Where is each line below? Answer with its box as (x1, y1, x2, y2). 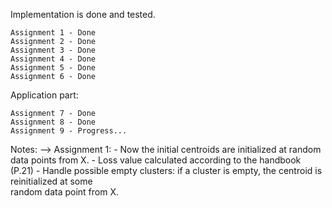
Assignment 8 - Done (10, 117, 97, 127)
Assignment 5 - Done (10, 63, 97, 73)
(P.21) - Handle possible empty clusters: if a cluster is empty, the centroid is (10, 165, 323, 176)
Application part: (10, 89, 79, 101)
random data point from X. (10, 186, 119, 198)
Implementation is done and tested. (10, 9, 156, 20)
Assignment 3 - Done (10, 45, 97, 55)
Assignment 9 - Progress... (10, 126, 128, 136)
